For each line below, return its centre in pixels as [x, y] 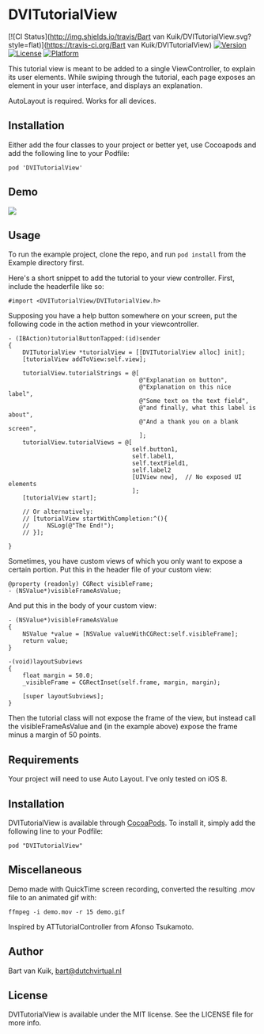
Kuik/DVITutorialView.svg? [209, 36]
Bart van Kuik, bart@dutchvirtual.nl [65, 971]
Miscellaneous [45, 870]
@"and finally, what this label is [198, 408]
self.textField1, [160, 464]
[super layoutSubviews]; [63, 697]
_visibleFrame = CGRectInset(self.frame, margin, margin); [122, 682]
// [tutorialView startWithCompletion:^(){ [95, 519]
